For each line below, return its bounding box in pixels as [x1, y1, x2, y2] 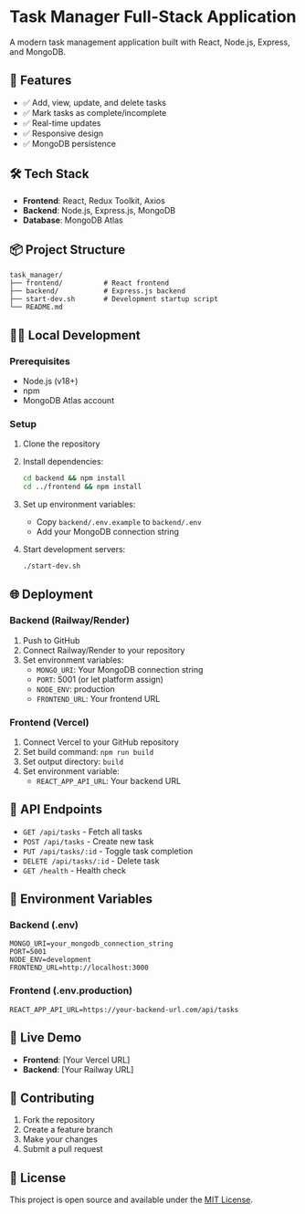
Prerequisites [9, 354, 70, 367]
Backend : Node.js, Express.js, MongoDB [22, 204, 176, 215]
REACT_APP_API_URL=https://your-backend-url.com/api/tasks [9, 1005, 239, 1014]
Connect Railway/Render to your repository [22, 644, 185, 655]
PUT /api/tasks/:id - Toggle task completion [22, 845, 194, 856]
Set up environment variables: [22, 499, 136, 510]
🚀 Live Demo [9, 1030, 82, 1046]
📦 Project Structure [9, 242, 126, 257]
